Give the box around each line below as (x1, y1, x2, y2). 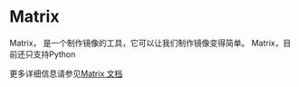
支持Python (33, 48, 76, 60)
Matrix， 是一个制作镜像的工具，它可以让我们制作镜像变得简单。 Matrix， (9, 37, 284, 48)
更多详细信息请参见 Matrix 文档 (9, 68, 123, 79)
